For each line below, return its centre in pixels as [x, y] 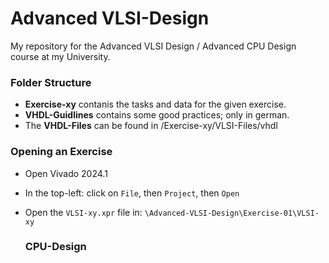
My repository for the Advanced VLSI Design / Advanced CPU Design [153, 46]
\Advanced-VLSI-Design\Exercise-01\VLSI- [232, 213]
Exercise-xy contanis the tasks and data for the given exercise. [155, 104]
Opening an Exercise [61, 152]
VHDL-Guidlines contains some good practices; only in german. [157, 115]
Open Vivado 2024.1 [66, 173]
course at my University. [60, 56]
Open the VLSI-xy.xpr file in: [83, 212]
